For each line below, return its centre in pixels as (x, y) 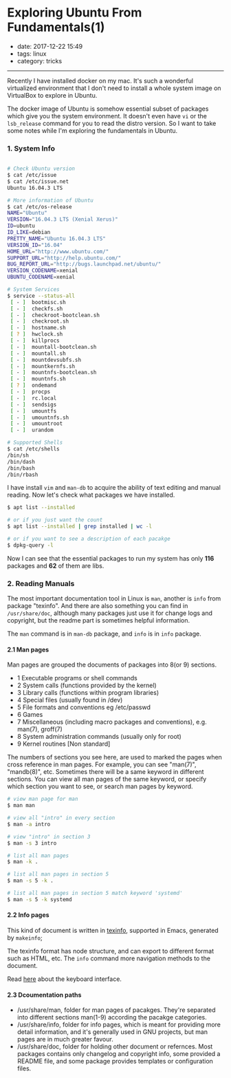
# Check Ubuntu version (41, 169)
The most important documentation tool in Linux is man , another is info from (114, 599)
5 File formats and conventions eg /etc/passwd (84, 707)
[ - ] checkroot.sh (40, 321)
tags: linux (32, 54)
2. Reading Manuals (41, 583)
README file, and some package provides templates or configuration (115, 1061)
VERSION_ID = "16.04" (35, 245)
